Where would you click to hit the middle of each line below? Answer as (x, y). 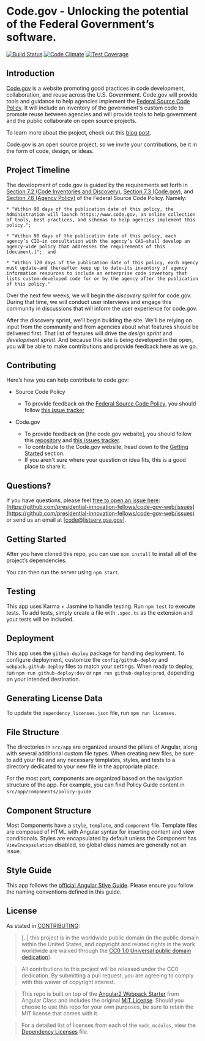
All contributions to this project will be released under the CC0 (100, 969)
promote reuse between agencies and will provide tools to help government (102, 114)
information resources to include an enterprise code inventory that (97, 273)
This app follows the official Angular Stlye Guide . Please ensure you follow (100, 885)
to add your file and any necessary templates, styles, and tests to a (91, 760)
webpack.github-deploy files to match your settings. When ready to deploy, (100, 666)
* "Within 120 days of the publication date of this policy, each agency (102, 262)
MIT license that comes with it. (60, 1013)
